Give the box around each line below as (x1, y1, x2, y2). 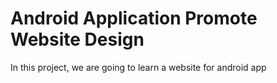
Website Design (10, 28, 145, 51)
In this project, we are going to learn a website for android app (10, 61, 267, 73)
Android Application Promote (10, 7, 258, 30)
